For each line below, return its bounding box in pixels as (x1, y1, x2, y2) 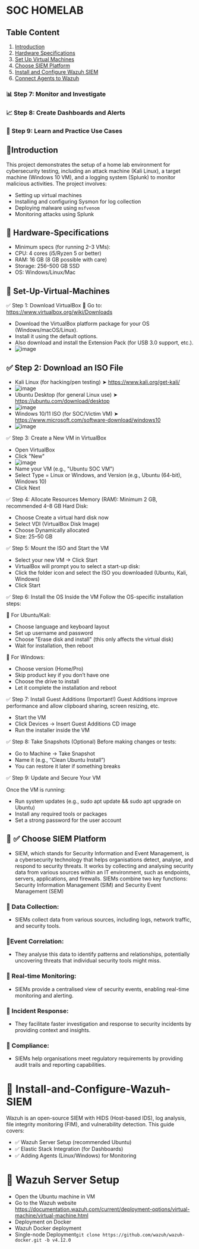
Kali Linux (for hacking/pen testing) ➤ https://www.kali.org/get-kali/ (14, 379, 180, 386)
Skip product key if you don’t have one (14, 671, 110, 679)
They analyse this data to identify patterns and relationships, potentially (14, 951, 190, 958)
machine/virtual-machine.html (14, 1212, 89, 1219)
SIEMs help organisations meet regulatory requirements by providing (14, 1055, 183, 1062)
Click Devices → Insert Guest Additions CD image (14, 720, 137, 727)
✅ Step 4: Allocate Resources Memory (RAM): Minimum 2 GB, (6, 496, 157, 503)
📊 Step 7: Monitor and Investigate (6, 90, 106, 98)
